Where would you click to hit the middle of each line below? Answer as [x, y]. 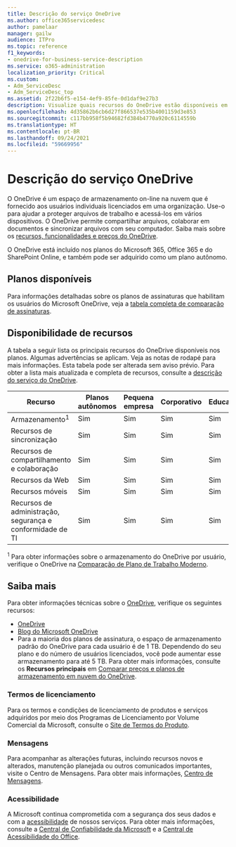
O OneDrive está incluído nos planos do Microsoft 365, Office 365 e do [110, 250]
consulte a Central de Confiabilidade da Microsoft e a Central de [100, 829]
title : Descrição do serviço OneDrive [64, 14]
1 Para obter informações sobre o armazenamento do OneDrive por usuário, [117, 556]
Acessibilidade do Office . [44, 836]
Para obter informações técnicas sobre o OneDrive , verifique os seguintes [115, 603]
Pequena [139, 397]
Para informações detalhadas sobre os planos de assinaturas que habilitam [116, 296]
